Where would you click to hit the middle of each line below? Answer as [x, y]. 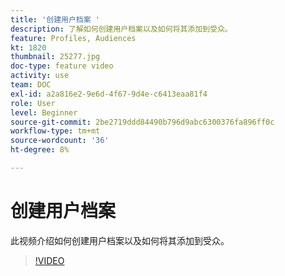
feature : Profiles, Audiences [73, 38]
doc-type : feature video [62, 66]
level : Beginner [44, 112]
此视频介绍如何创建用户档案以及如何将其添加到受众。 [120, 240]
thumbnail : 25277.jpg [55, 57]
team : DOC [31, 85]
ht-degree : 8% [40, 150]
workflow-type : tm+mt [55, 131]
